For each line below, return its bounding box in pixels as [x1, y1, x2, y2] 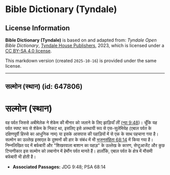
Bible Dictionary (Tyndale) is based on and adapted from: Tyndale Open [5, 37, 157, 43]
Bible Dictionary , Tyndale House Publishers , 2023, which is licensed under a [5, 42, 164, 49]
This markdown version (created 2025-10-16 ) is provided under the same [5, 58, 157, 64]
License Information [5, 24, 70, 32]
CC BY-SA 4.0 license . [5, 48, 52, 54]
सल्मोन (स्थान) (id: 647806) [5, 82, 82, 91]
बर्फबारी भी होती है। [5, 154, 36, 160]
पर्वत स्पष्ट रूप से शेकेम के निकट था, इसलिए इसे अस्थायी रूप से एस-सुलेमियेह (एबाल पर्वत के [5, 125, 152, 132]
